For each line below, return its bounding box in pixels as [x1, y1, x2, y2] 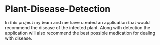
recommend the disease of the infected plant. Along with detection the [5, 24, 151, 30]
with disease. [5, 35, 32, 41]
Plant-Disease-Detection [5, 3, 111, 15]
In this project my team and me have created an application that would [5, 20, 150, 25]
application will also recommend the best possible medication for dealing [5, 30, 156, 36]
